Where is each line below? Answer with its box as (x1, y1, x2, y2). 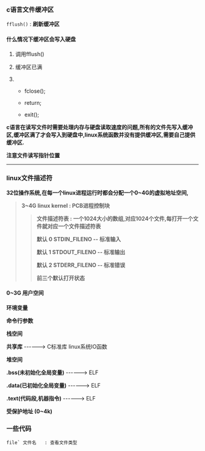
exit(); (24, 111, 40, 118)
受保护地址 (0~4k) (6, 408, 53, 415)
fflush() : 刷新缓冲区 (6, 20, 60, 28)
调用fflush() (15, 50, 45, 57)
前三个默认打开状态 (36, 274, 85, 282)
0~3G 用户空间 (6, 289, 44, 297)
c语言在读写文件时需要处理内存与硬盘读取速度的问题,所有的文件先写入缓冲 (6, 123, 193, 130)
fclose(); (24, 87, 46, 94)
